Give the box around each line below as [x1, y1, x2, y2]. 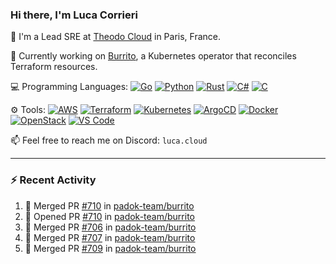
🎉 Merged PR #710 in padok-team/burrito [24, 199, 195, 212]
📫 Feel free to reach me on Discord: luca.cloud [10, 134, 208, 147]
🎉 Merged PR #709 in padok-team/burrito [24, 242, 197, 254]
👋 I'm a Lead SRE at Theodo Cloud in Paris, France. [10, 31, 221, 43]
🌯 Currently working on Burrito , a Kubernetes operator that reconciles [10, 50, 297, 62]
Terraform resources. [10, 61, 98, 73]
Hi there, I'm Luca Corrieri [10, 8, 138, 22]
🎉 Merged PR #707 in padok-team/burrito [24, 231, 196, 243]
